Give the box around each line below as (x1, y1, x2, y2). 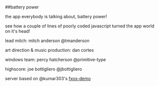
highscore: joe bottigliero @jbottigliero (5, 66, 82, 72)
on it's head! (5, 28, 30, 34)
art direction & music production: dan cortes (5, 47, 94, 53)
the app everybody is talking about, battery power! (5, 14, 107, 19)
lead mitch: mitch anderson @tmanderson (5, 38, 90, 43)
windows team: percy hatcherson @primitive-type (5, 57, 106, 63)
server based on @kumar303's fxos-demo (5, 76, 91, 81)
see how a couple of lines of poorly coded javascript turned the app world (5, 23, 155, 29)
